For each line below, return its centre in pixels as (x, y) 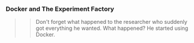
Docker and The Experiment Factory (60, 9)
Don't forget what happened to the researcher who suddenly (111, 22)
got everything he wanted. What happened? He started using (112, 28)
